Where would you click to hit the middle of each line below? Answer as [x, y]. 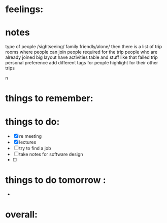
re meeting [30, 136]
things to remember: [49, 99]
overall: [22, 215]
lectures [28, 142]
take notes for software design [51, 154]
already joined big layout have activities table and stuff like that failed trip [82, 57]
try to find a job [35, 148]
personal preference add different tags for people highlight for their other [82, 63]
